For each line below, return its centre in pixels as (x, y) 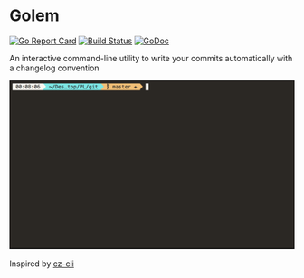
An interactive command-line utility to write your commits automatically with (151, 58)
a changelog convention (54, 68)
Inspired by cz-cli (42, 264)
